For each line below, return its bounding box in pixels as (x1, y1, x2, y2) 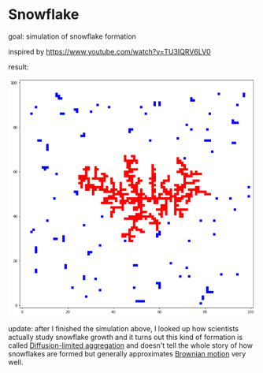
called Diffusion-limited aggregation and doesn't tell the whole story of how (8, 341, 254, 350)
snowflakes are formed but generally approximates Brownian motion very (8, 349, 246, 359)
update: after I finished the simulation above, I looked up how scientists (8, 324, 239, 334)
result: (8, 62, 29, 72)
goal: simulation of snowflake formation (8, 32, 136, 41)
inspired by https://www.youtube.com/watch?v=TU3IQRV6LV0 (8, 47, 211, 56)
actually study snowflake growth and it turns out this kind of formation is (8, 333, 243, 342)
